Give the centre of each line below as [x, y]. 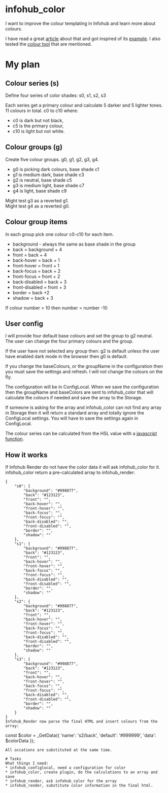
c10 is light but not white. [39, 131]
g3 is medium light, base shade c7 [48, 185]
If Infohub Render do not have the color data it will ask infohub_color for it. [83, 467]
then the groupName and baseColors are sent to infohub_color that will [79, 392]
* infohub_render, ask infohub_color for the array [61, 781]
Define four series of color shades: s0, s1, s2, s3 [56, 95]
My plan [23, 65]
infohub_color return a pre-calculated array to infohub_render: [70, 472]
